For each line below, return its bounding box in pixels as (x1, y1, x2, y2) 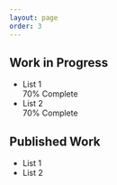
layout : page (9, 13, 58, 23)
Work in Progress (9, 55, 109, 70)
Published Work (9, 134, 101, 149)
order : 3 (9, 22, 42, 31)
